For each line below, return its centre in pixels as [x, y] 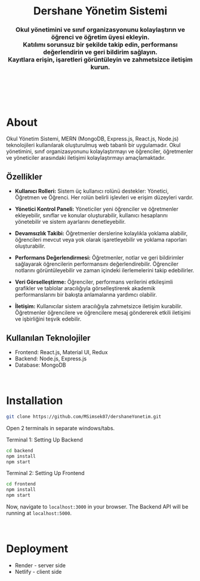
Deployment [37, 549]
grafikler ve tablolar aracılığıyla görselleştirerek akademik [85, 288]
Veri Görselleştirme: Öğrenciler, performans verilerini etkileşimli [94, 282]
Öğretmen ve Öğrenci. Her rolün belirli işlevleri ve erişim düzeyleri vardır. [104, 197]
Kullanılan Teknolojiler [48, 338]
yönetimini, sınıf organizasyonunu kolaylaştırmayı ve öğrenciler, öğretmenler [100, 151]
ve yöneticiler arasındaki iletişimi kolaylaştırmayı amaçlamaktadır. [86, 158]
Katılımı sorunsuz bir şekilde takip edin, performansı [100, 45]
